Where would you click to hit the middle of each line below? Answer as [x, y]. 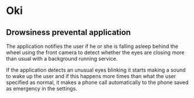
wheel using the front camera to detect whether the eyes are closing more [95, 52]
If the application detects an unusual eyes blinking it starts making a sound [96, 70]
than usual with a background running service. [62, 59]
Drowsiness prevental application [69, 32]
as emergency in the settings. [42, 88]
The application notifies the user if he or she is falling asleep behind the [92, 46]
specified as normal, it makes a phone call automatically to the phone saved [97, 82]
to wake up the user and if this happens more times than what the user [91, 76]
